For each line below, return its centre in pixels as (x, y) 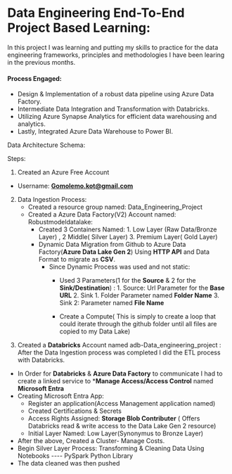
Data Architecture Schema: (46, 145)
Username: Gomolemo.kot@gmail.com (75, 186)
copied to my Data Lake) (95, 331)
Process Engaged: (34, 78)
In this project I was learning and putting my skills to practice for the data (113, 47)
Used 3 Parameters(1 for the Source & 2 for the (128, 281)
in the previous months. (41, 62)
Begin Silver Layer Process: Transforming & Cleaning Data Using (111, 449)
